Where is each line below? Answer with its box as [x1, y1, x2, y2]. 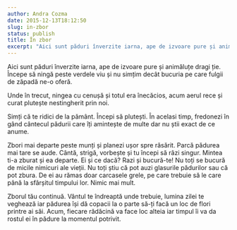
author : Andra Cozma [7, 10, 68, 18]
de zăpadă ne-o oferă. [7, 78, 73, 85]
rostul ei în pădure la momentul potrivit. [7, 214, 121, 223]
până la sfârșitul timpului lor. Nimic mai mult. [7, 178, 136, 187]
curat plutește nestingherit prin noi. [7, 99, 109, 107]
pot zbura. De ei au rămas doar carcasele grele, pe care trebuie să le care [7, 171, 221, 179]
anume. [7, 128, 30, 135]
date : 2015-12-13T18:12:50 [7, 17, 87, 24]
